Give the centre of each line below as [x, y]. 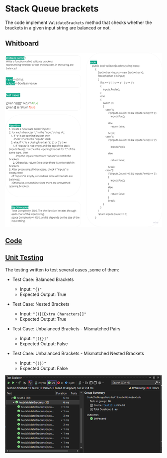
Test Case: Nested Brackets [41, 304]
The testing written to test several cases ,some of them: [62, 269]
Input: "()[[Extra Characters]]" [53, 314]
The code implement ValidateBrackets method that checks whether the [79, 22]
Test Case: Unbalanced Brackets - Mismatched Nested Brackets [78, 353]
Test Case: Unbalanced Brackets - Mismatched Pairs [66, 329]
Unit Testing [24, 258]
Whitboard [22, 44]
